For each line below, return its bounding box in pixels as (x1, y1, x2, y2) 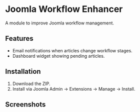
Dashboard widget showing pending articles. (12, 53, 105, 59)
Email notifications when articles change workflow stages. (12, 47, 132, 53)
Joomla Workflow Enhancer (5, 3, 123, 15)
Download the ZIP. (12, 81, 51, 87)
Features (5, 34, 33, 43)
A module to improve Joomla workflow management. (5, 20, 114, 26)
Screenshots (5, 100, 46, 109)
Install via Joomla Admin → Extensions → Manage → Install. (12, 86, 135, 92)
